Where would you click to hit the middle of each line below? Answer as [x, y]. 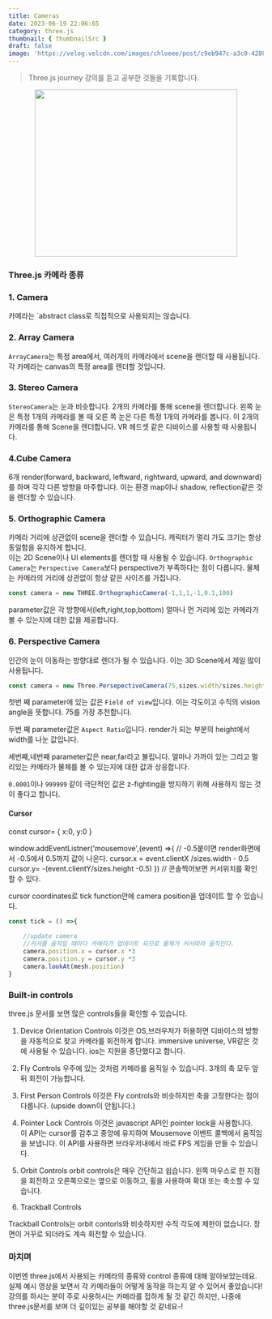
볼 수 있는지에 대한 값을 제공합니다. [64, 620]
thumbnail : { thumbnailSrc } [57, 39]
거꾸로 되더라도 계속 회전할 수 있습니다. [85, 1234]
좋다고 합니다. [38, 794]
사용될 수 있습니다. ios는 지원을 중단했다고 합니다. [107, 1051]
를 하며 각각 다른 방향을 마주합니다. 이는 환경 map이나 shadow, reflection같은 [132, 487]
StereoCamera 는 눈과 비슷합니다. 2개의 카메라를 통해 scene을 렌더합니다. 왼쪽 [131, 406]
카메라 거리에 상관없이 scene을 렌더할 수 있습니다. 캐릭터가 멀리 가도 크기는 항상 [135, 537]
